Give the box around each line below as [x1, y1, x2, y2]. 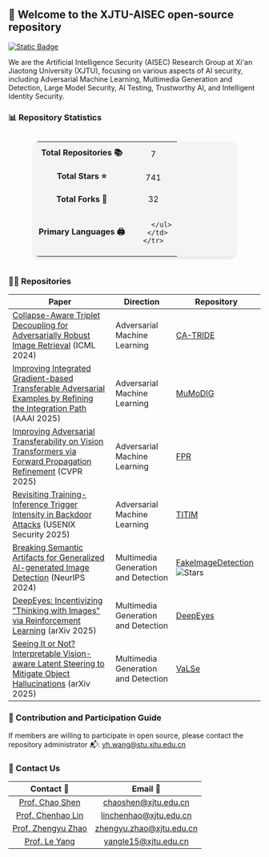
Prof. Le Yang [24, 836, 75, 847]
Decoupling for [12, 320, 69, 331]
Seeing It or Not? [12, 638, 76, 650]
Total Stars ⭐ [56, 171, 107, 182]
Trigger [50, 499, 78, 510]
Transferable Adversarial [12, 383, 106, 394]
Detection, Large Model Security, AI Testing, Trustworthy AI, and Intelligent [8, 82, 255, 92]
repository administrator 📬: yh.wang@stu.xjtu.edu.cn [8, 739, 187, 749]
